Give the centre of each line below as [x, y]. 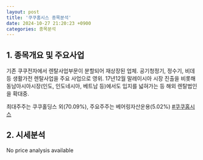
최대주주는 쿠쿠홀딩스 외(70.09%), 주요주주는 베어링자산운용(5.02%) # [91, 106]
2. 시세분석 [26, 135]
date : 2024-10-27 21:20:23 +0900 [49, 23]
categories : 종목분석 [31, 29]
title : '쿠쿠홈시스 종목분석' [39, 18]
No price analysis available [40, 150]
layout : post [23, 12]
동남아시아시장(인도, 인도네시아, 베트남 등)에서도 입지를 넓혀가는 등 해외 [91, 86]
